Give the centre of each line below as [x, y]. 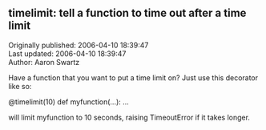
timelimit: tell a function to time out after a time [127, 13]
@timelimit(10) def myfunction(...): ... [69, 102]
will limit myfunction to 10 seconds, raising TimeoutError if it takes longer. [129, 117]
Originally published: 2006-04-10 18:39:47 [79, 45]
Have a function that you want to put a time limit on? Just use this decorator [133, 77]
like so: [20, 86]
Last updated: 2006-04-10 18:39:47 [67, 53]
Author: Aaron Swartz [44, 62]
